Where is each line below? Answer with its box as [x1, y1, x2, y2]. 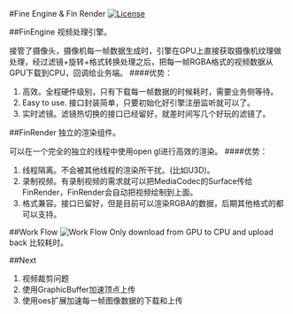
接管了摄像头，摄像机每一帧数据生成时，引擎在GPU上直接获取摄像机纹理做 [9, 45, 281, 56]
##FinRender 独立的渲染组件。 [9, 127, 121, 137]
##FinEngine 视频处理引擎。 [9, 27, 112, 37]
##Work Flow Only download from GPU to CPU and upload [9, 226, 274, 237]
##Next [9, 255, 37, 265]
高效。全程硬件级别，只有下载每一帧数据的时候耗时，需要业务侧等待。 [21, 87, 279, 96]
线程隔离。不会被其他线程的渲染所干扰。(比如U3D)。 [21, 165, 215, 175]
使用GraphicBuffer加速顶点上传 [21, 284, 135, 295]
